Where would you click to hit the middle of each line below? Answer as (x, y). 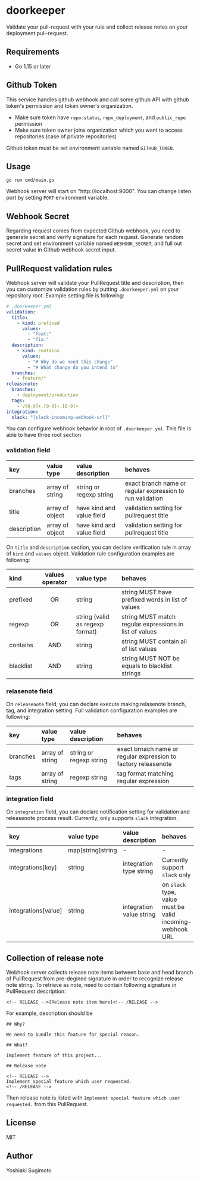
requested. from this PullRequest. (47, 1104)
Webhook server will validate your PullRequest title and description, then (95, 283)
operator (54, 582)
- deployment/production (48, 395)
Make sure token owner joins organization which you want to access (99, 130)
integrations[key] (33, 868)
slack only (176, 875)
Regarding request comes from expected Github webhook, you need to (93, 231)
